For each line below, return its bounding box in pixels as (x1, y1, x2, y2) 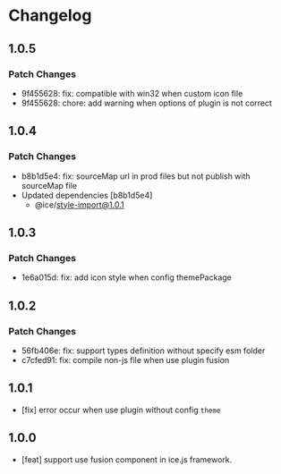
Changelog (8, 5, 92, 26)
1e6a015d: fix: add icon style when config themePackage (21, 272, 232, 283)
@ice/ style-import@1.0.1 (34, 199, 124, 210)
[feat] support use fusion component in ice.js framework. (21, 453, 233, 465)
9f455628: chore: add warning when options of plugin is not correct (21, 97, 272, 108)
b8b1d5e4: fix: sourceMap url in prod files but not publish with (21, 171, 251, 182)
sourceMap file (21, 180, 78, 190)
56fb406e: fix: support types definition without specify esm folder (21, 345, 266, 356)
